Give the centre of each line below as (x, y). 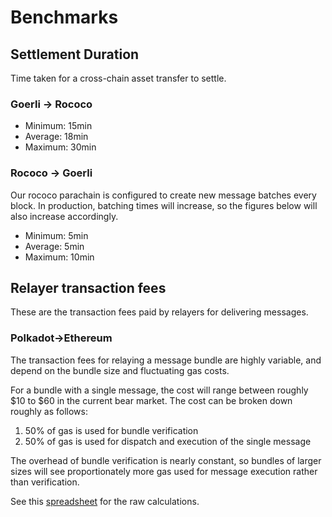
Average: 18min (56, 137)
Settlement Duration (75, 54)
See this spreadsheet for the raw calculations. (105, 501)
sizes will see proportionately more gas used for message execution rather (164, 471)
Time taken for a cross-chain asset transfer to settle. (118, 78)
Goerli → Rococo (51, 104)
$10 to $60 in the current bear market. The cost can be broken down (151, 400)
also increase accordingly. (64, 216)
